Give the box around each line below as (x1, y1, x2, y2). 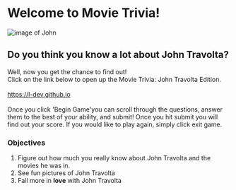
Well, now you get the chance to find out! (7, 67, 127, 76)
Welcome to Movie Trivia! (7, 5, 160, 21)
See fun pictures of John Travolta (17, 169, 115, 177)
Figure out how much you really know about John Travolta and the (17, 154, 211, 162)
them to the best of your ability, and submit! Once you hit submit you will (7, 112, 218, 121)
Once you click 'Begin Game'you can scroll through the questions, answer (7, 105, 223, 114)
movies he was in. (17, 161, 71, 170)
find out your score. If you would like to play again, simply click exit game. (7, 120, 223, 129)
